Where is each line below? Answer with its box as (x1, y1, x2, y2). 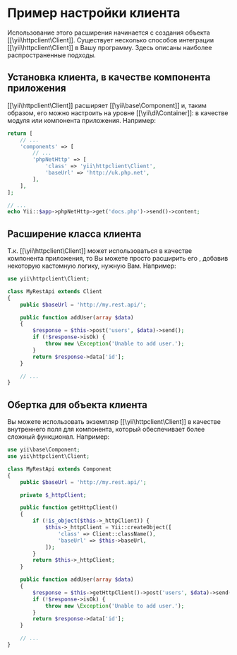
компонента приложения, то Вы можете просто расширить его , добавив (7, 254, 229, 263)
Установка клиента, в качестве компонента (7, 71, 211, 83)
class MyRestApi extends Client (7, 288, 102, 295)
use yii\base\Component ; (7, 447, 80, 454)
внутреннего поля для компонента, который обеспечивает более (7, 425, 205, 434)
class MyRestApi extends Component (7, 465, 112, 473)
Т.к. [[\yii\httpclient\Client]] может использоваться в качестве (7, 247, 193, 255)
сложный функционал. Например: (7, 432, 110, 441)
